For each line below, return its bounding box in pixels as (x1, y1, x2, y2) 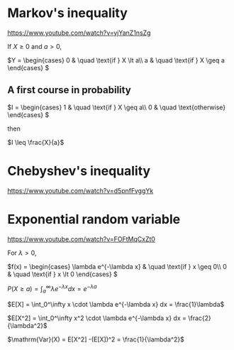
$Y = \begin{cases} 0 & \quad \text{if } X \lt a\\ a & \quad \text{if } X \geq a (7, 55, 225, 65)
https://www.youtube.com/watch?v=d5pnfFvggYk (7, 186, 154, 195)
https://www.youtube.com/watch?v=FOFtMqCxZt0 (7, 234, 156, 243)
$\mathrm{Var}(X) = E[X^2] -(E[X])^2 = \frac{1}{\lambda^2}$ (7, 335, 184, 344)
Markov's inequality (7, 5, 128, 21)
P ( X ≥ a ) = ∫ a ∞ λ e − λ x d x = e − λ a (7, 283, 97, 295)
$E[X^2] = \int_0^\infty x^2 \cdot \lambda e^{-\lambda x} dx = (7, 314, 186, 322)
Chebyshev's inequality (7, 163, 151, 179)
